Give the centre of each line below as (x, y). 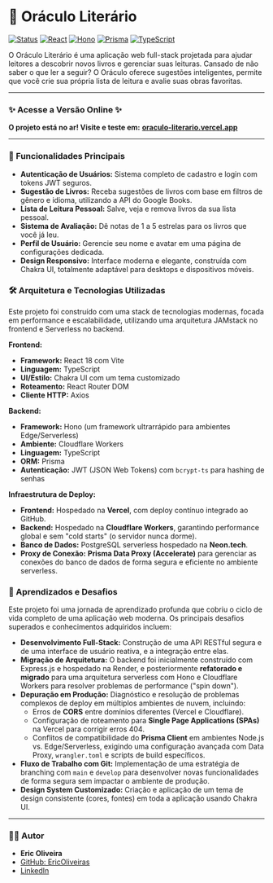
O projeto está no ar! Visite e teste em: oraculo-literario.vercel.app (123, 127)
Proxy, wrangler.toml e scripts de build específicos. (119, 755)
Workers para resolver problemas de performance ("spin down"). (129, 686)
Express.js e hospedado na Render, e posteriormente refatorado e (131, 669)
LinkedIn (35, 871)
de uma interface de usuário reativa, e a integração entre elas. (124, 652)
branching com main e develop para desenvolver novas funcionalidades (139, 772)
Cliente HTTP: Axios (54, 395)
